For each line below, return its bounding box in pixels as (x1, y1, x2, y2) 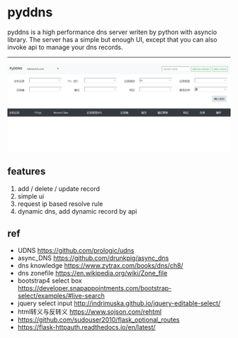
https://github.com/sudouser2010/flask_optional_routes (17, 315, 180, 324)
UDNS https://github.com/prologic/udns (17, 246, 135, 255)
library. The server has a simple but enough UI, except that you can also (7, 35, 217, 43)
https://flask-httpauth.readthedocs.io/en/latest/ (17, 323, 156, 332)
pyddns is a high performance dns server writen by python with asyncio (7, 28, 217, 36)
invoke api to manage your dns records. (7, 43, 123, 51)
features (7, 165, 46, 178)
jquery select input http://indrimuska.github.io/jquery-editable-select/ (17, 299, 221, 307)
